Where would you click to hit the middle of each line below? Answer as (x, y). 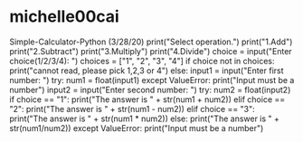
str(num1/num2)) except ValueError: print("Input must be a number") (137, 128)
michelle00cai (64, 17)
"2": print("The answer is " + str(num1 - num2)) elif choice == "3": (132, 109)
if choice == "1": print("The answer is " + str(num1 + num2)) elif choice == (147, 99)
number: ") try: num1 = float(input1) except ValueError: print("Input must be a (152, 80)
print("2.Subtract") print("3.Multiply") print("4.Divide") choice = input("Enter (151, 51)
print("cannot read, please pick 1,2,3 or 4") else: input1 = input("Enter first (147, 71)
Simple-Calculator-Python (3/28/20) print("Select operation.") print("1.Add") (151, 42)
